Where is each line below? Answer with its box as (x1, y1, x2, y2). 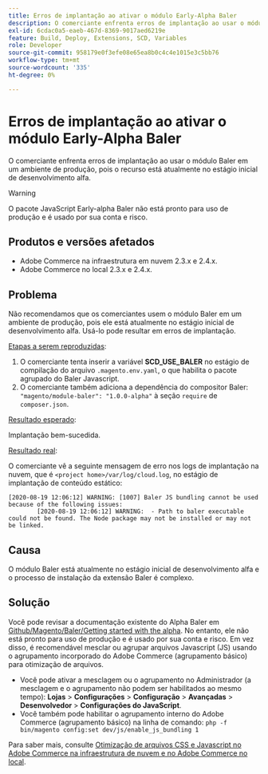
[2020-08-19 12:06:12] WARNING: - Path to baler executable (37, 507, 245, 515)
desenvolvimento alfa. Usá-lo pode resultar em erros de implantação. (8, 326, 237, 336)
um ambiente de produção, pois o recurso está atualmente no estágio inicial (8, 164, 258, 174)
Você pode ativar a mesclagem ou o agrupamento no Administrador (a (19, 675, 251, 685)
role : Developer (8, 41, 62, 49)
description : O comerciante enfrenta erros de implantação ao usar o (8, 19, 245, 27)
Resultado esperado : (8, 415, 77, 425)
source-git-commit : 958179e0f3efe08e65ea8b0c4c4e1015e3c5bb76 (8, 49, 219, 57)
